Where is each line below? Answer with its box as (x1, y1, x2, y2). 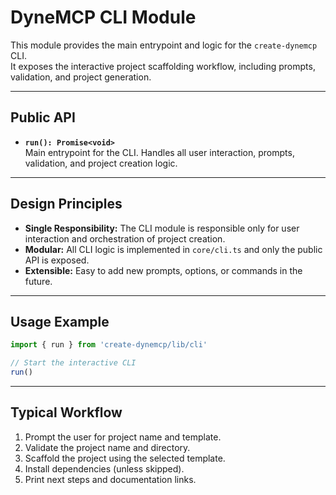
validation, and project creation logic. (24, 157, 178, 169)
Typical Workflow (10, 404, 123, 421)
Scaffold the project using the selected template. (24, 452, 226, 464)
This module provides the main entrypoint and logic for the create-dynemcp (10, 39, 318, 51)
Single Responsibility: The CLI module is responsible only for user (24, 222, 300, 234)
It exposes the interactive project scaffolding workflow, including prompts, (10, 60, 316, 72)
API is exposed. (24, 254, 90, 266)
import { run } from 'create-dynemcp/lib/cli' (10, 340, 208, 350)
